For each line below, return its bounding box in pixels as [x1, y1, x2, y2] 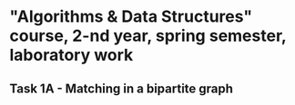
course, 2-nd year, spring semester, [9, 25, 287, 46]
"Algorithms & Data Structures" [9, 6, 253, 27]
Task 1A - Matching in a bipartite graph [9, 81, 234, 96]
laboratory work [9, 45, 134, 65]
